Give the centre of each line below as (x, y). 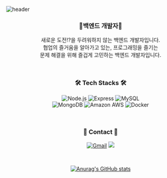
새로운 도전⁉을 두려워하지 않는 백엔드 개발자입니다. (101, 40)
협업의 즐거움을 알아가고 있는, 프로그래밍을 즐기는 (101, 47)
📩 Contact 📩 (101, 132)
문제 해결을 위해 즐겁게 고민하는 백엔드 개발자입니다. (101, 55)
